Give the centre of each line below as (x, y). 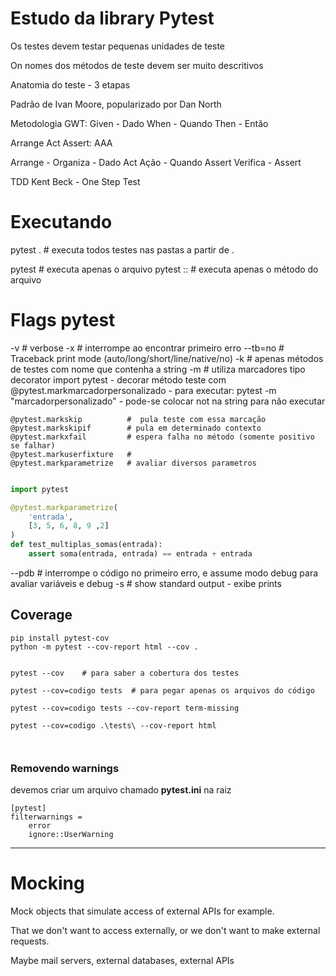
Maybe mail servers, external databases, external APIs (122, 960)
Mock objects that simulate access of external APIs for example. (142, 911)
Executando (61, 222)
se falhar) (33, 445)
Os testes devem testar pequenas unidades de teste (118, 46)
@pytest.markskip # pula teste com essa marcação (138, 419)
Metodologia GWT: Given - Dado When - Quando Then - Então (139, 123)
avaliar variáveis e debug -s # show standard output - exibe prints (146, 583)
